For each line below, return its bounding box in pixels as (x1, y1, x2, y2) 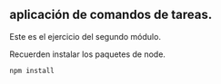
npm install (9, 66, 55, 75)
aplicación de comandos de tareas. (9, 7, 213, 23)
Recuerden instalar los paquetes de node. (9, 49, 166, 60)
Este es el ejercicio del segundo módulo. (9, 31, 162, 42)
